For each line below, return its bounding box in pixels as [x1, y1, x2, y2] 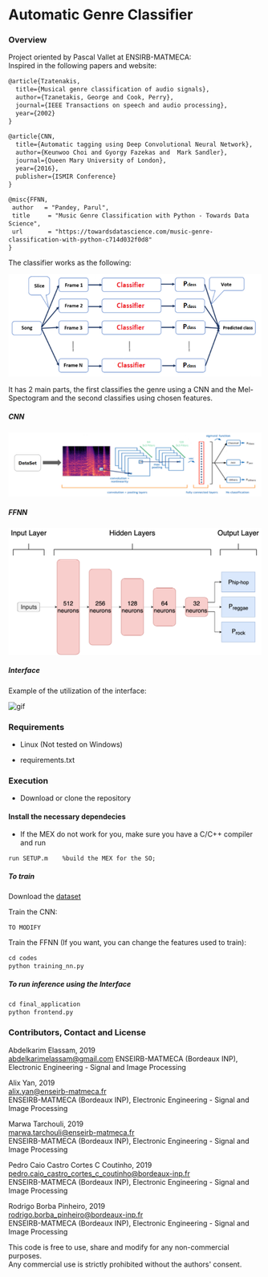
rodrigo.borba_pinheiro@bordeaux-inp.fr [8, 1210, 144, 1219]
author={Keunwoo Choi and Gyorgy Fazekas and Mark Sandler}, [15, 148, 228, 157]
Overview [8, 34, 47, 46]
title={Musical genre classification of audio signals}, [15, 86, 210, 94]
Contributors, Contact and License [8, 1027, 146, 1038]
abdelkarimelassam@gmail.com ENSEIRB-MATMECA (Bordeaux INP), [8, 1053, 238, 1064]
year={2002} [15, 110, 56, 118]
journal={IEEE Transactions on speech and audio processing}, [15, 102, 228, 110]
